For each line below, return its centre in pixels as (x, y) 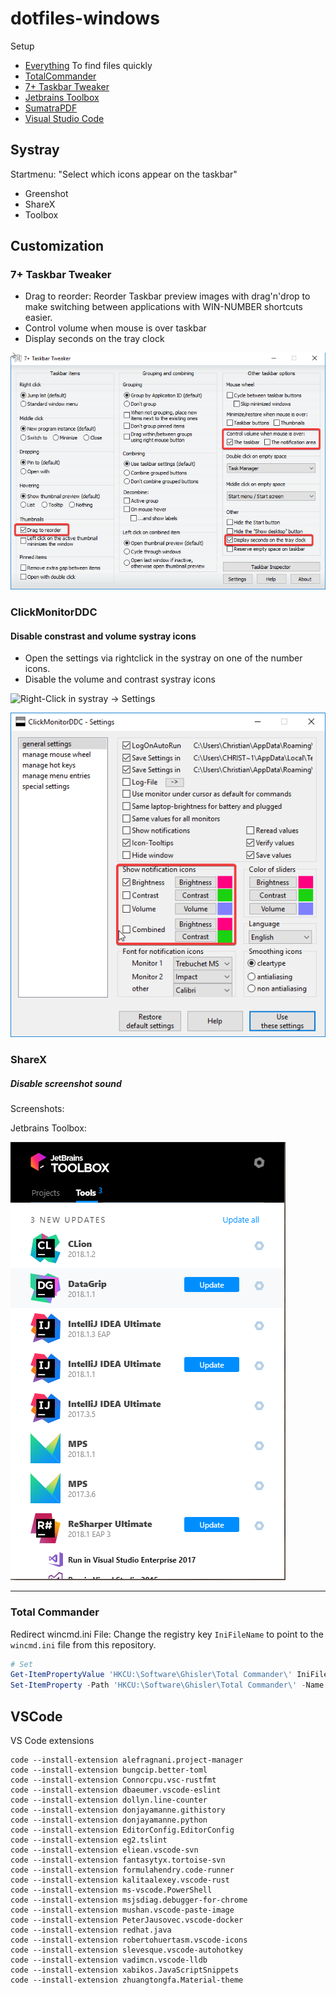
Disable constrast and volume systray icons (103, 636)
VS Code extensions (52, 1740)
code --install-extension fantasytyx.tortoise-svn (118, 1860)
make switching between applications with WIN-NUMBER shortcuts (163, 307)
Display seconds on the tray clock (94, 339)
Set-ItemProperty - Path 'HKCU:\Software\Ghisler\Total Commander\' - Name (167, 1685)
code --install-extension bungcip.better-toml (109, 1770)
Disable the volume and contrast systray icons (120, 679)
